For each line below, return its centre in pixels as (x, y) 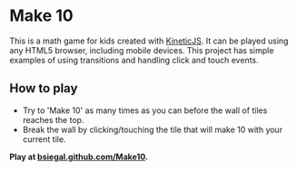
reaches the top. (53, 119)
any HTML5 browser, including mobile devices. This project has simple (142, 50)
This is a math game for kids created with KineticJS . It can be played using (149, 41)
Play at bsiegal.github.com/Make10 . (79, 157)
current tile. (44, 139)
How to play (44, 88)
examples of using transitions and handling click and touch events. (134, 60)
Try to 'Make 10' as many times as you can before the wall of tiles (145, 110)
